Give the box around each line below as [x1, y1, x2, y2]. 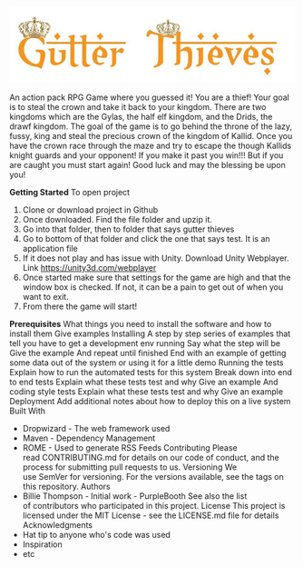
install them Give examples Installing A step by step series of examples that [9, 328, 291, 339]
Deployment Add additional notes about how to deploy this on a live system [9, 395, 291, 406]
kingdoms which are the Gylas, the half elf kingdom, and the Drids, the [9, 111, 273, 122]
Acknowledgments [22, 519, 93, 530]
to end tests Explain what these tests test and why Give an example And [9, 376, 279, 387]
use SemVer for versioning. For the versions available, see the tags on [22, 471, 284, 482]
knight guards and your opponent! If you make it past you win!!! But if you [9, 149, 284, 161]
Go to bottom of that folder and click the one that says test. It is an [22, 233, 270, 244]
